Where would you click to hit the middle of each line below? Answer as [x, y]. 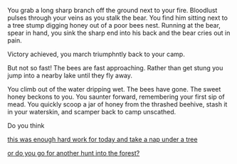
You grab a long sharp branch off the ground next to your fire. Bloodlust [112, 10]
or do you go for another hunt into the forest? [74, 153]
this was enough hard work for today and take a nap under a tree [102, 139]
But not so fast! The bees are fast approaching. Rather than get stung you [115, 68]
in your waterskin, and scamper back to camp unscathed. [92, 112]
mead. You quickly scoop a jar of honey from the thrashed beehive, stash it [117, 104]
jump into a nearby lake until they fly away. [70, 75]
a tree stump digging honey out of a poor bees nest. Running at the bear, [114, 25]
